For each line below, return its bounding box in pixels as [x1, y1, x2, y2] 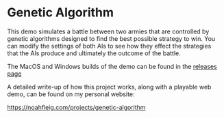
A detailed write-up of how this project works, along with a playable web [7, 83, 212, 91]
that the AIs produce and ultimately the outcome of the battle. [7, 49, 181, 57]
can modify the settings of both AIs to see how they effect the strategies [7, 42, 212, 50]
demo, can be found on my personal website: [7, 90, 135, 98]
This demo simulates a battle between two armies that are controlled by [7, 27, 210, 35]
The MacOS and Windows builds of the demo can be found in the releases [7, 62, 217, 70]
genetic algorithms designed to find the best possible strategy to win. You [7, 34, 216, 42]
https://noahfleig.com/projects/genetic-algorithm [7, 103, 146, 111]
